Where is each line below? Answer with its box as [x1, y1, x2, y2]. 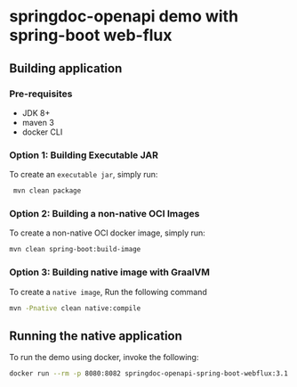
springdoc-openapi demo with [9, 6, 238, 27]
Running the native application [9, 328, 182, 343]
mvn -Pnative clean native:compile [9, 303, 141, 313]
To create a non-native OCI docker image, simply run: [9, 227, 206, 238]
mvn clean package [12, 186, 82, 195]
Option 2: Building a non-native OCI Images [9, 207, 200, 219]
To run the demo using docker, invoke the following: [9, 352, 199, 363]
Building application [9, 61, 123, 76]
